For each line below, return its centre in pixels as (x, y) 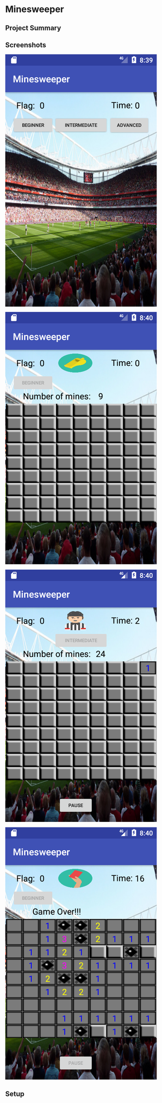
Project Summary (33, 28)
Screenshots (26, 45)
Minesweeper (35, 9)
